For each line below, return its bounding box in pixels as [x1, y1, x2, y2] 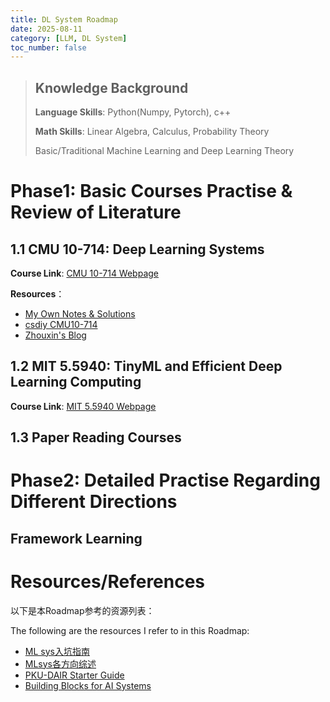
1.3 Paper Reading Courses [10, 429, 182, 446]
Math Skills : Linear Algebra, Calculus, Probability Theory [34, 126, 270, 138]
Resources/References [10, 571, 206, 593]
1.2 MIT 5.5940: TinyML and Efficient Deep [10, 358, 283, 375]
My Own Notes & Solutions [24, 308, 136, 320]
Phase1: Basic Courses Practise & [10, 180, 293, 203]
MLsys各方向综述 [24, 657, 97, 670]
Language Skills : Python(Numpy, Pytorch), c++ [34, 106, 232, 118]
